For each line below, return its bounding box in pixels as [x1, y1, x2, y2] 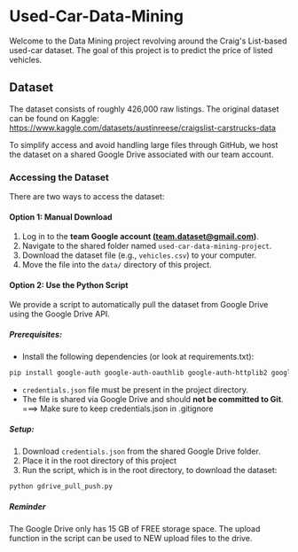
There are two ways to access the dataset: [9, 191, 165, 202]
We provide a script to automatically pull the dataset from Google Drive [9, 299, 269, 310]
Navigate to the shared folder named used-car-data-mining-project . [21, 241, 272, 252]
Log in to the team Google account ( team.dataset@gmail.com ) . [21, 231, 259, 242]
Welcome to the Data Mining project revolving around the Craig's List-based [9, 35, 287, 46]
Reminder [9, 501, 46, 511]
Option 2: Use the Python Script [9, 279, 129, 290]
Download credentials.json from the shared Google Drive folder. [21, 446, 262, 457]
